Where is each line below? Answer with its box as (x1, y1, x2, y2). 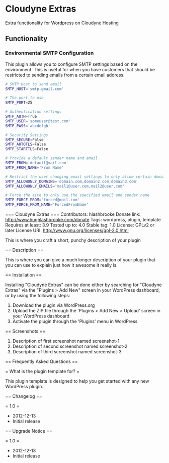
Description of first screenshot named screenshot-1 (12, 338, 120, 344)
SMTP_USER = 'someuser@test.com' (5, 118, 71, 124)
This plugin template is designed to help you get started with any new (5, 378, 149, 384)
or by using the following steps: (5, 293, 70, 298)
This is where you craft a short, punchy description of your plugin (5, 237, 141, 243)
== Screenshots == (5, 328, 46, 334)
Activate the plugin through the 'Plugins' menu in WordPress (12, 318, 138, 324)
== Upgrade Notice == (5, 428, 53, 434)
